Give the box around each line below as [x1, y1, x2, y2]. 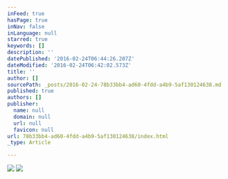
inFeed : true [7, 10, 45, 17]
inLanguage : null [7, 29, 58, 37]
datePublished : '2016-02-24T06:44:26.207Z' [7, 56, 135, 62]
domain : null [13, 113, 51, 120]
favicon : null [13, 126, 54, 133]
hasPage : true [7, 17, 49, 24]
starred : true [7, 36, 49, 43]
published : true [7, 87, 54, 94]
